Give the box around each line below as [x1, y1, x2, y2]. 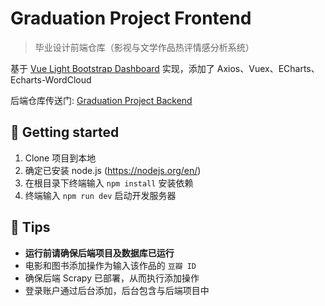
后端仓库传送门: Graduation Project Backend [10, 94, 193, 106]
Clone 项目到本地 [24, 152, 97, 164]
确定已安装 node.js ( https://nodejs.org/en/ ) [24, 164, 202, 176]
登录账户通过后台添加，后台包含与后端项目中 [24, 284, 210, 296]
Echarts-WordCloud [10, 73, 92, 86]
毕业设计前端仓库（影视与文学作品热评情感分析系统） [34, 41, 255, 53]
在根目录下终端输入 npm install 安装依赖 [24, 177, 194, 189]
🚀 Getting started [10, 124, 120, 141]
